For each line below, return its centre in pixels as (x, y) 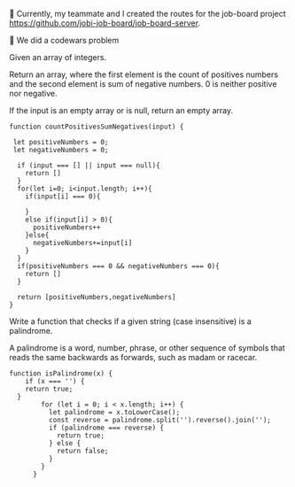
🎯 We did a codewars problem (64, 40)
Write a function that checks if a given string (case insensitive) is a (131, 321)
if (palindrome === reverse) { (106, 428)
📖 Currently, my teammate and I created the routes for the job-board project (147, 14)
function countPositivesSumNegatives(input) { (97, 127)
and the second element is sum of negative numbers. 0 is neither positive (143, 84)
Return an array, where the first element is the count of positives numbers (144, 74)
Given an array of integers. (58, 57)
